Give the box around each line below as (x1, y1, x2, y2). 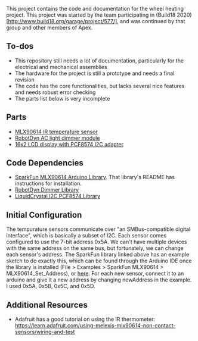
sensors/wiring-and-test (14, 329, 75, 336)
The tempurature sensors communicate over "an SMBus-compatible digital (6, 226, 191, 233)
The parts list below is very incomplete (14, 95, 110, 102)
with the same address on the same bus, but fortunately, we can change (6, 245, 184, 252)
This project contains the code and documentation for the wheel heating (6, 5, 184, 12)
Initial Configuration (6, 209, 82, 220)
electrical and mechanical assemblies (14, 63, 107, 70)
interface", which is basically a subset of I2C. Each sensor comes (6, 232, 167, 239)
